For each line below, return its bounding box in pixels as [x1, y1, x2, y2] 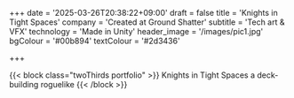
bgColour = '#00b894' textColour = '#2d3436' [9, 35, 180, 46]
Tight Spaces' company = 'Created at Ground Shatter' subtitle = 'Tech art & [9, 17, 285, 27]
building [9, 79, 39, 89]
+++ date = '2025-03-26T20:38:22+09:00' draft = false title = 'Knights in [9, 8, 278, 18]
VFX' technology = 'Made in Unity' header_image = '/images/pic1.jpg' [9, 26, 264, 36]
